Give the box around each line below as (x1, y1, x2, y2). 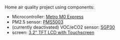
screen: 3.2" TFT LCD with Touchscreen (11, 30, 95, 35)
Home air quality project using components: (4, 4, 95, 10)
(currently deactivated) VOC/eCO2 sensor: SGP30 (11, 24, 115, 30)
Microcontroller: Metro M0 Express (11, 14, 84, 19)
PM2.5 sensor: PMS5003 (11, 19, 64, 25)
